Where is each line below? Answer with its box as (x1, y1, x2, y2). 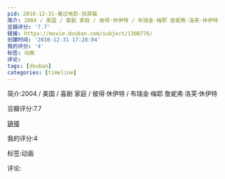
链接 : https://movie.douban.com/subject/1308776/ (7, 29, 153, 37)
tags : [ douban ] (7, 62, 52, 69)
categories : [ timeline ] (7, 69, 77, 76)
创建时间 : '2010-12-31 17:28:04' (7, 37, 101, 44)
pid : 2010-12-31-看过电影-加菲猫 (7, 10, 97, 18)
